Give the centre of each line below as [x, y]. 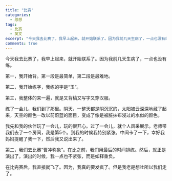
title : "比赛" [20, 10]
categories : [18, 15]
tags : [11, 24]
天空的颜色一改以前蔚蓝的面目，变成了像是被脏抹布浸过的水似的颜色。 [88, 115]
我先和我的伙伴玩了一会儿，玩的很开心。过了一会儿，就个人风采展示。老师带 [86, 126]
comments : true [21, 44]
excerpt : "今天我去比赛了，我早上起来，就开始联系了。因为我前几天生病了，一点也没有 [85, 39]
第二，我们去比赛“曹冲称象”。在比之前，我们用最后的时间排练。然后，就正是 [86, 150]
